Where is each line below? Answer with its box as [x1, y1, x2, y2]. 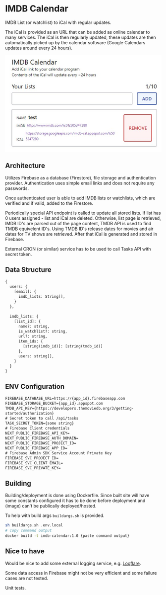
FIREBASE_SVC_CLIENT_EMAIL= [5, 461, 63, 466]
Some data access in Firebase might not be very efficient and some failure [5, 570, 157, 576]
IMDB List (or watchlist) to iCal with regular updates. [5, 19, 111, 25]
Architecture [5, 162, 46, 170]
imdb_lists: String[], [18, 294, 65, 299]
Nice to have [5, 547, 45, 556]
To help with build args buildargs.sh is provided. [5, 512, 105, 518]
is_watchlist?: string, [18, 329, 68, 334]
